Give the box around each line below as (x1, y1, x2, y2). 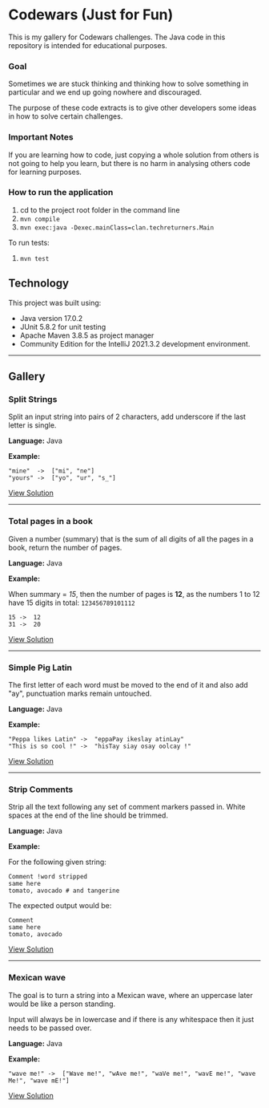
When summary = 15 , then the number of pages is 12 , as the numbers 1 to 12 (8, 589, 260, 599)
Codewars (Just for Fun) (8, 6, 174, 24)
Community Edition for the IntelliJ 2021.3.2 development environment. (19, 339, 251, 348)
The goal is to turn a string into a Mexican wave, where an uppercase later (8, 990, 254, 1000)
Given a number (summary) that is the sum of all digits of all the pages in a (8, 534, 254, 543)
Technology (8, 277, 70, 290)
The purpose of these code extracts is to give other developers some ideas (8, 103, 257, 113)
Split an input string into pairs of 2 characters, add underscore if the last (8, 412, 247, 422)
